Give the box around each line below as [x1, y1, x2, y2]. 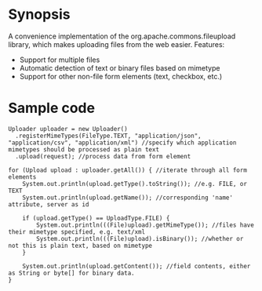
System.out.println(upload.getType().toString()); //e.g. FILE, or [22, 180, 247, 187]
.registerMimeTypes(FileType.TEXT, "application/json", [15, 132, 202, 140]
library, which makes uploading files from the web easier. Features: [8, 39, 225, 49]
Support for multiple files [19, 55, 100, 64]
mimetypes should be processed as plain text [8, 145, 159, 154]
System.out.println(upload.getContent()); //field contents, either [22, 262, 251, 270]
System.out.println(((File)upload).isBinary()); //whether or [36, 235, 244, 242]
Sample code [8, 100, 96, 117]
